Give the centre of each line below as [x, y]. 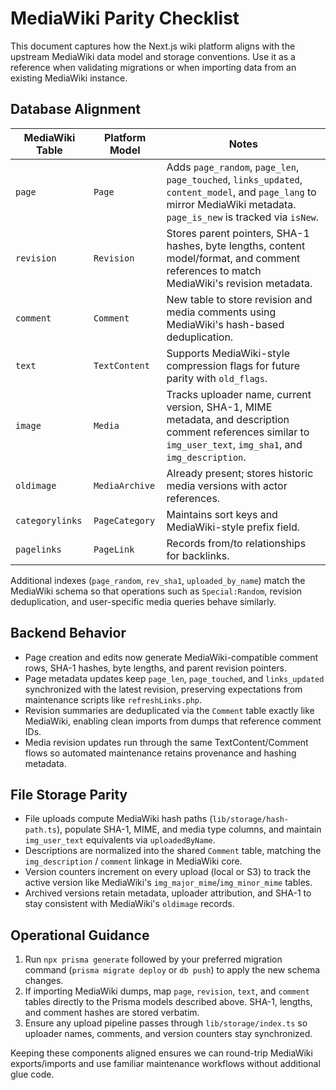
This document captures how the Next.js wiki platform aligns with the [153, 46]
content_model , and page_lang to [241, 192]
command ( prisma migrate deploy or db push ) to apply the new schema [172, 970]
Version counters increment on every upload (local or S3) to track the [168, 872]
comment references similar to [238, 432]
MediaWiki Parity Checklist [125, 18]
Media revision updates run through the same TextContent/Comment [166, 742]
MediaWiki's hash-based [225, 324]
